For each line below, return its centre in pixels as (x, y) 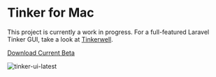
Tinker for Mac (51, 13)
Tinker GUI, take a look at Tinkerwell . (60, 39)
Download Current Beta (41, 53)
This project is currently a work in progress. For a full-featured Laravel (108, 32)
